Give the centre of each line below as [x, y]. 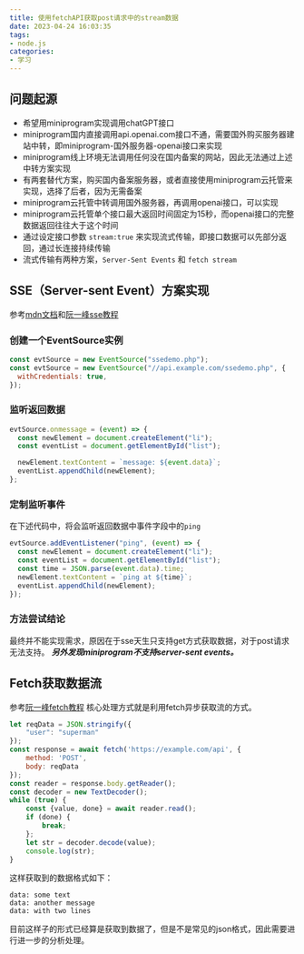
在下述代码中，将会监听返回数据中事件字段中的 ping [105, 526]
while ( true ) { [38, 800]
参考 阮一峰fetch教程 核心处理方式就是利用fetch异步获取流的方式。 [133, 707]
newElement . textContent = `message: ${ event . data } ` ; [119, 463]
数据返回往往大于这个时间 [70, 225]
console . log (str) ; [60, 851]
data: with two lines [50, 911]
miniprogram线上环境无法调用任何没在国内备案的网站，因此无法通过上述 [157, 156]
